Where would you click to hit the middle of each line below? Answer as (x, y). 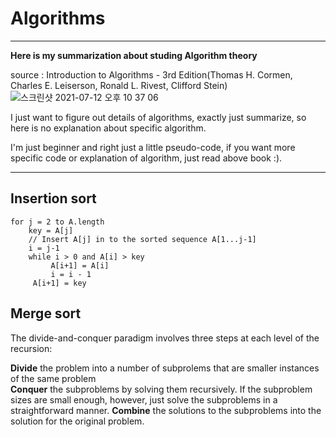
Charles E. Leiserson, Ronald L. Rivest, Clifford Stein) (119, 85)
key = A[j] (51, 230)
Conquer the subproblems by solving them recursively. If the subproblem (161, 389)
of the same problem (53, 378)
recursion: (31, 348)
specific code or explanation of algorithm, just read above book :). (146, 158)
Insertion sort (53, 198)
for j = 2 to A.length (57, 222)
